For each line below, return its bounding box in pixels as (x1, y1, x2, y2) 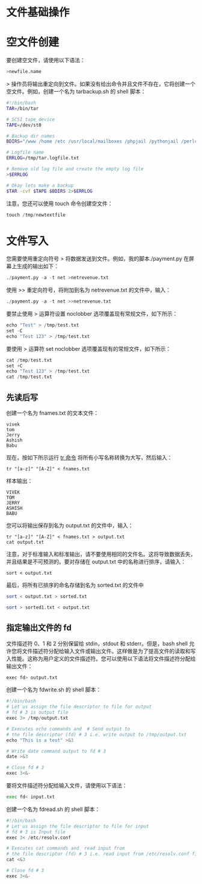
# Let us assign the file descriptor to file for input (6, 823, 149, 829)
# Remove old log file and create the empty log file (6, 166, 144, 172)
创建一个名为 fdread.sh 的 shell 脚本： (6, 806, 100, 813)
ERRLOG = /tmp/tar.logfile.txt (6, 155, 79, 161)
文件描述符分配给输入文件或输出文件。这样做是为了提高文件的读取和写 (22, 647, 196, 655)
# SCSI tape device (6, 116, 55, 123)
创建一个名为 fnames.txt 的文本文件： (6, 409, 99, 417)
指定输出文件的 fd (6, 623, 72, 633)
